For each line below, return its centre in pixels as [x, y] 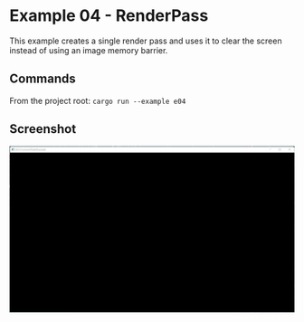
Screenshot [43, 129]
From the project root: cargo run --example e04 [98, 100]
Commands [43, 79]
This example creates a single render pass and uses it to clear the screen [146, 41]
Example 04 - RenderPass [109, 16]
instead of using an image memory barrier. [89, 50]
